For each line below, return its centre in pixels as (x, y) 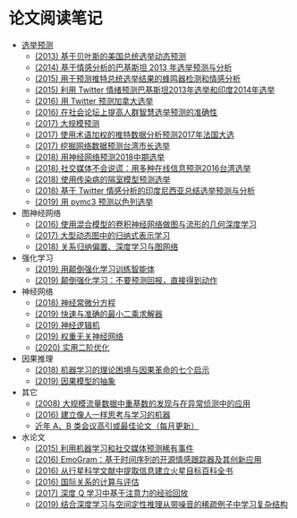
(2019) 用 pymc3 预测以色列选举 (94, 202)
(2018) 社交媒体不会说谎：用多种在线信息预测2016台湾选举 (143, 168)
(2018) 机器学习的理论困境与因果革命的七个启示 (122, 369)
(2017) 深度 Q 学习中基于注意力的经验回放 (111, 493)
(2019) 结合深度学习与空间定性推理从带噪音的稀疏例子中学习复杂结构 (161, 504)
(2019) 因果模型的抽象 (75, 381)
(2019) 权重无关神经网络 (79, 336)
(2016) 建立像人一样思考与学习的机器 (102, 414)
